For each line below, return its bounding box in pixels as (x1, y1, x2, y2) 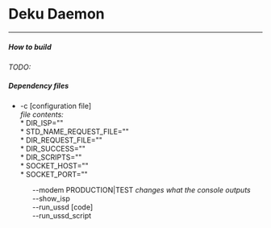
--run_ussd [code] (31, 202, 94, 212)
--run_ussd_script (31, 210, 92, 220)
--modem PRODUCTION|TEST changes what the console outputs (31, 184, 252, 194)
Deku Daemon (8, 5, 105, 23)
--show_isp (31, 193, 70, 203)
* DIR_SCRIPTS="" (19, 152, 82, 162)
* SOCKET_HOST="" (19, 160, 89, 170)
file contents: (19, 110, 65, 119)
